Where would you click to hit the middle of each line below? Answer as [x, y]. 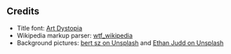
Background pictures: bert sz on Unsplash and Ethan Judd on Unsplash [120, 43]
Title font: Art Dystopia [49, 28]
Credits [23, 11]
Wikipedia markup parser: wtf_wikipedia [74, 35]
